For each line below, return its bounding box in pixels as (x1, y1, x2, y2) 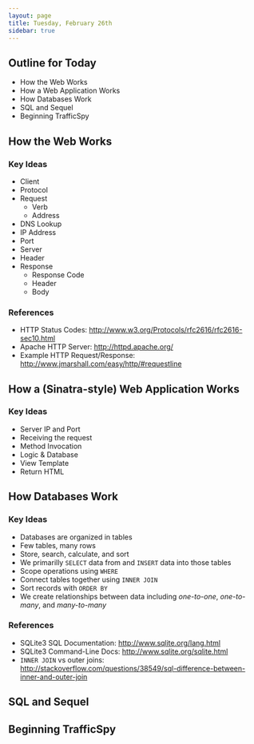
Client (19, 177, 40, 186)
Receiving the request (19, 432, 93, 442)
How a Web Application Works (19, 86, 121, 96)
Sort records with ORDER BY (19, 583, 108, 592)
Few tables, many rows (19, 540, 96, 550)
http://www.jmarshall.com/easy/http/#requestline (19, 359, 182, 368)
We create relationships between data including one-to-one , (19, 591, 219, 601)
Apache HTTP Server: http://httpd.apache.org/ (19, 342, 174, 352)
